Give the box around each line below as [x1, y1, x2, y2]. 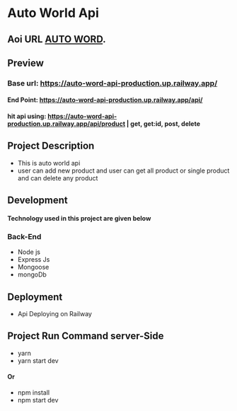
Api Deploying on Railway [17, 309, 92, 318]
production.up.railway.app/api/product [7, 120, 126, 128]
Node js [17, 248, 41, 256]
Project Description [7, 140, 95, 152]
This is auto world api [17, 158, 81, 167]
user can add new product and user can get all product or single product [17, 166, 230, 175]
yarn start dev [17, 356, 59, 365]
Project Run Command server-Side [7, 330, 164, 342]
